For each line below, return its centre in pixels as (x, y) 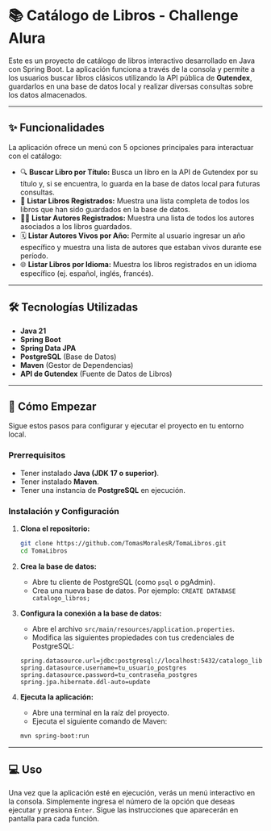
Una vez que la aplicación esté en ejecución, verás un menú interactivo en (132, 793)
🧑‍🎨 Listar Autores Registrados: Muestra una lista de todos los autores (137, 218)
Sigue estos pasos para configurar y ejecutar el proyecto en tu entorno (126, 426)
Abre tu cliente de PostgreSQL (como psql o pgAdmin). (123, 582)
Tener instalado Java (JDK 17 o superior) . (90, 473)
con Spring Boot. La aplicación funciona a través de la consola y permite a (132, 69)
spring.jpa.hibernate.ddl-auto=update (85, 682)
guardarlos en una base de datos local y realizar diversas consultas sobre (131, 86)
